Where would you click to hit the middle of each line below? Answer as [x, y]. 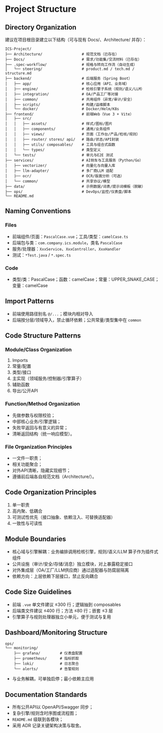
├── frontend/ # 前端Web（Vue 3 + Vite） [69, 114]
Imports [20, 360]
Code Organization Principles [51, 493]
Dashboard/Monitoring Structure [56, 632]
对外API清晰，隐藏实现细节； [41, 471]
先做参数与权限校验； [34, 415]
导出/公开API [25, 391]
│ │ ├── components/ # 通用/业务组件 [58, 129]
